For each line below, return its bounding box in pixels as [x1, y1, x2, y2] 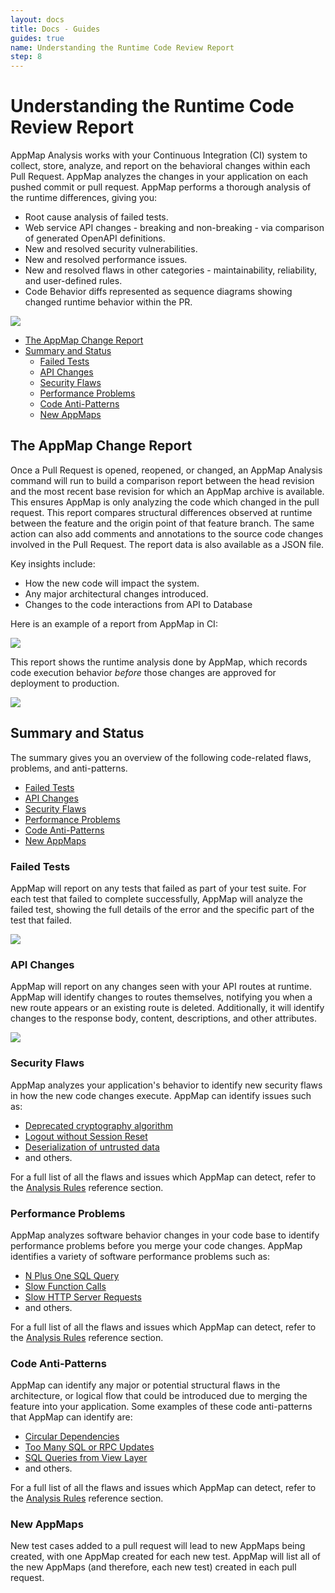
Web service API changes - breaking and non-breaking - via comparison [24, 222, 325, 234]
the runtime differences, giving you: [10, 192, 157, 204]
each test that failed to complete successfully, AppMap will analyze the [10, 892, 303, 905]
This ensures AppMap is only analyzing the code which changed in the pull [10, 496, 320, 508]
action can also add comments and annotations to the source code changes [10, 527, 324, 540]
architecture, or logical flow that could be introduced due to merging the [10, 1390, 308, 1402]
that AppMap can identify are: [10, 1411, 133, 1423]
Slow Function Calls [24, 1280, 107, 1292]
